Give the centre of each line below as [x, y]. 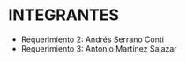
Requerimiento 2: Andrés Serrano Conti [93, 39]
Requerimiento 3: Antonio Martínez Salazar [99, 48]
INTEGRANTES [64, 15]
